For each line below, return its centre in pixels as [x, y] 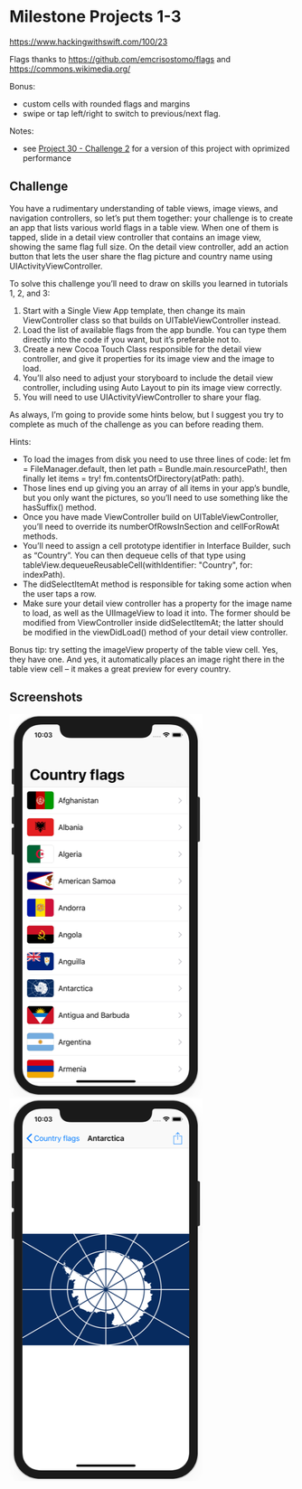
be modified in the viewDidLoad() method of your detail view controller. [155, 632]
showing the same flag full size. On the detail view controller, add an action [149, 247]
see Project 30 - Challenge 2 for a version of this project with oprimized [156, 148]
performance [47, 158]
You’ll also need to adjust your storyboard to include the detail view [148, 378]
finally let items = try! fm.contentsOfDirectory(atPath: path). [133, 478]
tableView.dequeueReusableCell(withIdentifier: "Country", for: [137, 565]
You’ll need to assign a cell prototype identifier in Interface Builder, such [156, 545]
